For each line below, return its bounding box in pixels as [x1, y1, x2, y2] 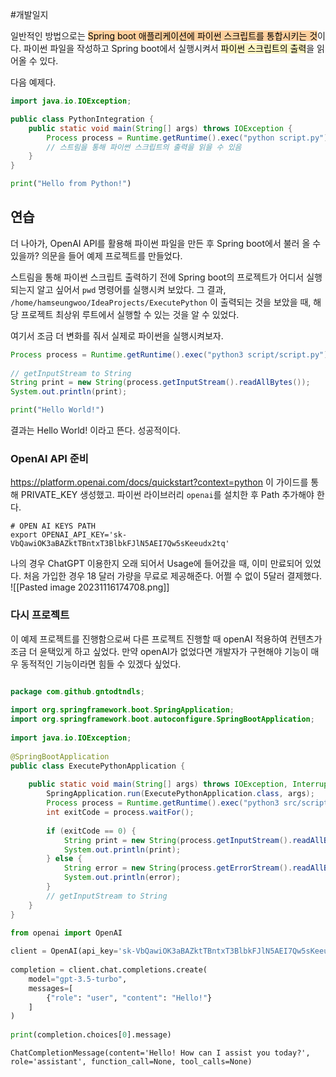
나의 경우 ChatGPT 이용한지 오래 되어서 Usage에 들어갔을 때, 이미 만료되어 [10, 558, 303, 570]
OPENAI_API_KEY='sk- [41, 530, 128, 540]
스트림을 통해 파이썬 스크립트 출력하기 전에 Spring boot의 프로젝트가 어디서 [10, 271, 305, 283]
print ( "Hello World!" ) [10, 405, 105, 415]
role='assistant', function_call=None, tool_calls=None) [10, 1057, 253, 1067]
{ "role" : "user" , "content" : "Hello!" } [46, 993, 213, 1003]
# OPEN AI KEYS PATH [10, 521, 97, 532]
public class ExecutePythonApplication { [10, 761, 186, 771]
